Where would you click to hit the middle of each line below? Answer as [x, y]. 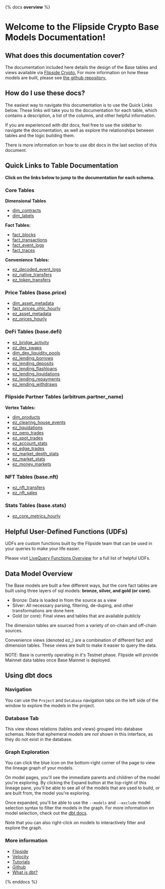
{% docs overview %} [28, 7]
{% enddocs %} [21, 882]
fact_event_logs [28, 245]
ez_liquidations [27, 428]
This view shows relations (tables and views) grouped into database [74, 729]
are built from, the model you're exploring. [48, 793]
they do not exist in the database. [39, 740]
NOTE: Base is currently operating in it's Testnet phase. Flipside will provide [82, 655]
